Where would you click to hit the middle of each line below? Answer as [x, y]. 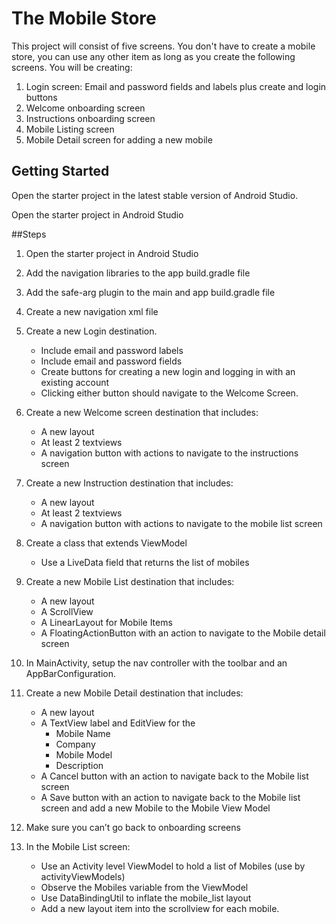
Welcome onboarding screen [85, 108]
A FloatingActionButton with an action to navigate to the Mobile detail [183, 633]
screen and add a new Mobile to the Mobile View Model [155, 808]
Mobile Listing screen [70, 129]
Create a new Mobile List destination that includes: [130, 581]
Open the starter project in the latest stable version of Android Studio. [155, 195]
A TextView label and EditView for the [118, 723]
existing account [75, 382]
